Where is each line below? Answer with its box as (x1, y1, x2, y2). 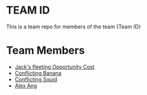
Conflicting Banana (14, 69, 62, 77)
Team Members (6, 44, 85, 57)
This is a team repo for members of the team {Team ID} (6, 23, 141, 30)
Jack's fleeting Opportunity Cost (14, 63, 95, 70)
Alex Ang (14, 82, 37, 89)
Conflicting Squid (14, 76, 57, 83)
